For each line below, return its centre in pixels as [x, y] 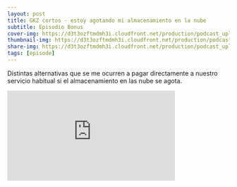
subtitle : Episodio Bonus [45, 27]
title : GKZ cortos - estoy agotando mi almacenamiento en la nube [107, 20]
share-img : [23, 47]
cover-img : [23, 34]
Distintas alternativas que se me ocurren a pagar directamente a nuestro [113, 73]
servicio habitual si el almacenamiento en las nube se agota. [95, 80]
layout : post [26, 14]
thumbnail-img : [30, 40]
